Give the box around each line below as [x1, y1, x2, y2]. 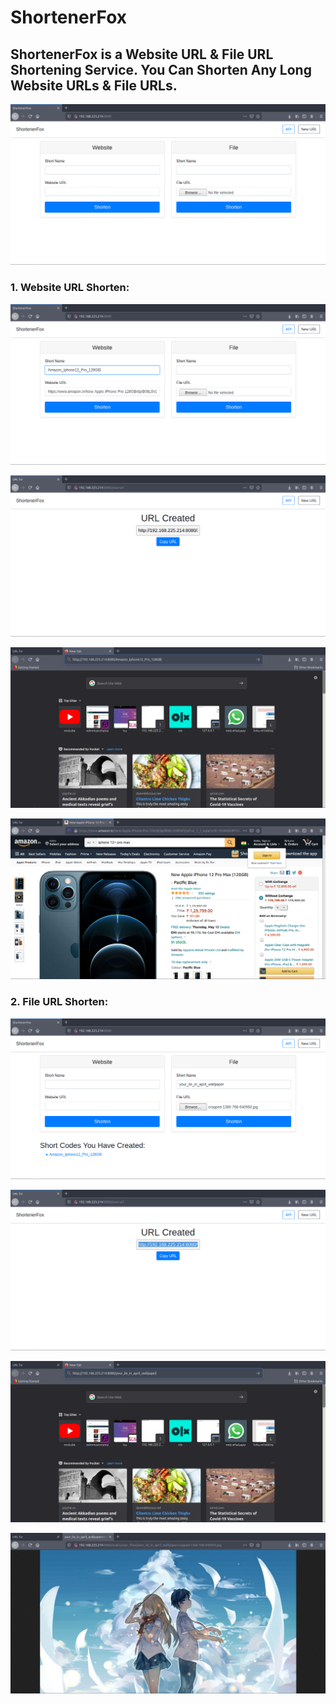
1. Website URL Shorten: [10, 281, 130, 295]
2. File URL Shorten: [10, 995, 109, 1009]
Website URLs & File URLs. [10, 77, 178, 94]
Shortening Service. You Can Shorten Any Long [10, 61, 312, 78]
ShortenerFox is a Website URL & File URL [10, 46, 274, 63]
